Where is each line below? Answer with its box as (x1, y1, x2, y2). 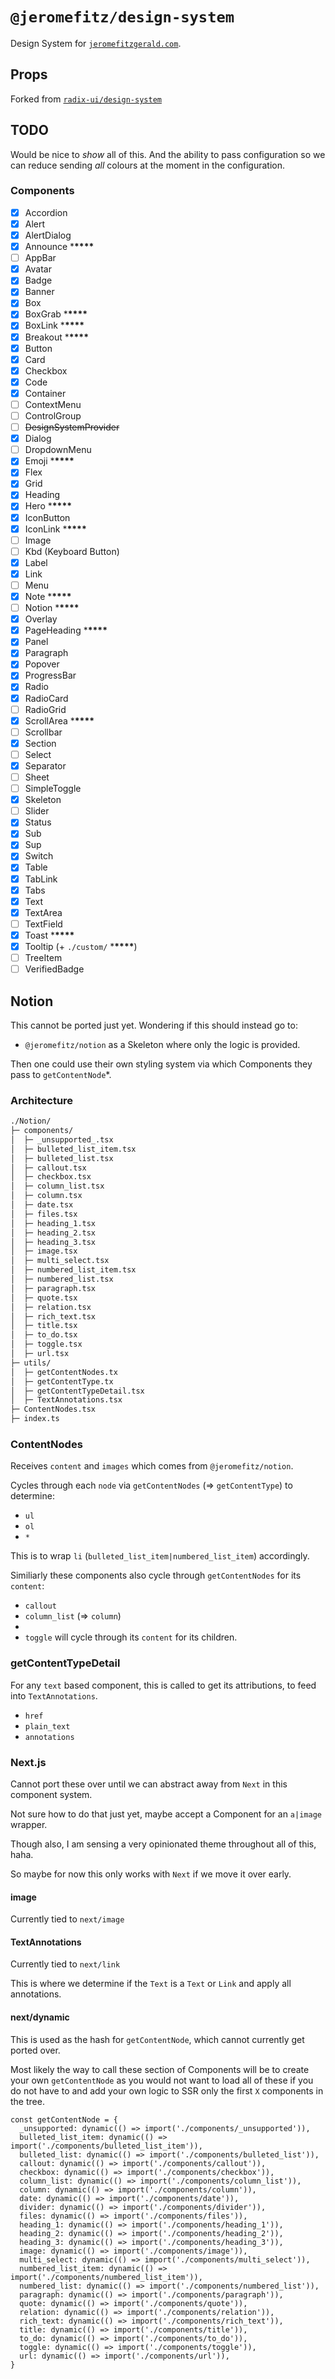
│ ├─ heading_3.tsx (10, 1237, 97, 1247)
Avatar (24, 263, 52, 275)
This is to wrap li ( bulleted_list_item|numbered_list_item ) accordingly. (10, 1550, 310, 1562)
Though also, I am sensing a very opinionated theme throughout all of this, (10, 1838, 317, 1850)
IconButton (24, 511, 71, 523)
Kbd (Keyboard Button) (24, 545, 120, 557)
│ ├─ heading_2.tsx (10, 1228, 97, 1238)
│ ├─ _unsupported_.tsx (10, 1134, 114, 1145)
